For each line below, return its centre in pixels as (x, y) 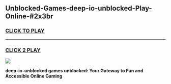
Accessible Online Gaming (34, 76)
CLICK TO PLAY (25, 31)
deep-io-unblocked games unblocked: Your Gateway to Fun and (74, 70)
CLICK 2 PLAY (23, 50)
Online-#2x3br (29, 17)
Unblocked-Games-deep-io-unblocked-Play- (79, 8)
